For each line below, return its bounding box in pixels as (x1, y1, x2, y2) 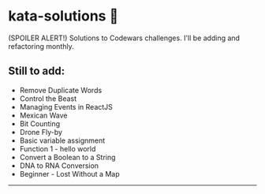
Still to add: (8, 65, 65, 78)
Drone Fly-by (19, 127, 63, 136)
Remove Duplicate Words (19, 85, 103, 95)
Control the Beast (19, 94, 77, 103)
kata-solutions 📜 (8, 7, 119, 25)
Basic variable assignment (19, 136, 106, 145)
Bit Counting (19, 118, 61, 129)
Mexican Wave (19, 110, 69, 120)
